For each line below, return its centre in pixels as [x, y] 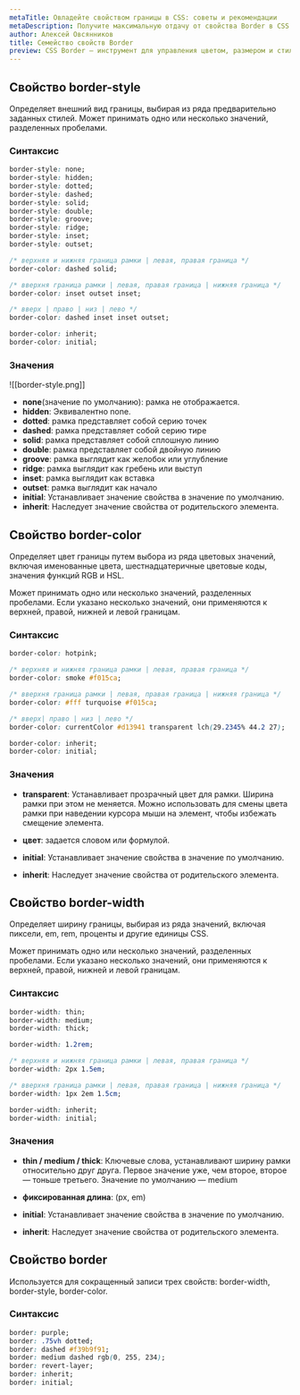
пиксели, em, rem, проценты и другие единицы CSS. [109, 934]
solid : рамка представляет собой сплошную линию [121, 441]
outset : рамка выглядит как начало [90, 488]
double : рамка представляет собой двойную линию [121, 449]
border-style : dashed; [51, 194]
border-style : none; [48, 170]
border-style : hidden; [51, 178]
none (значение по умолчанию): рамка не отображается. [131, 402]
